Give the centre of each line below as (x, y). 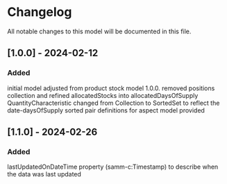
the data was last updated (44, 174)
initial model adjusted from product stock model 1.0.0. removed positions (111, 88)
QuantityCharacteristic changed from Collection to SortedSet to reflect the (113, 103)
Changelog (40, 12)
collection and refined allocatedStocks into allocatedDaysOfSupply (103, 95)
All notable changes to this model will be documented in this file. (99, 31)
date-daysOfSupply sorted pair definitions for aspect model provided (106, 110)
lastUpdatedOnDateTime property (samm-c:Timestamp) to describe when (113, 167)
